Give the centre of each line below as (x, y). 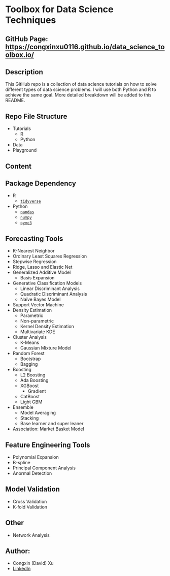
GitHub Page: (27, 39)
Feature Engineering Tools (48, 445)
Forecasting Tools (34, 238)
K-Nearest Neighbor (33, 251)
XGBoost (29, 386)
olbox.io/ (20, 55)
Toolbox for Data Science (59, 9)
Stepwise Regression (35, 262)
